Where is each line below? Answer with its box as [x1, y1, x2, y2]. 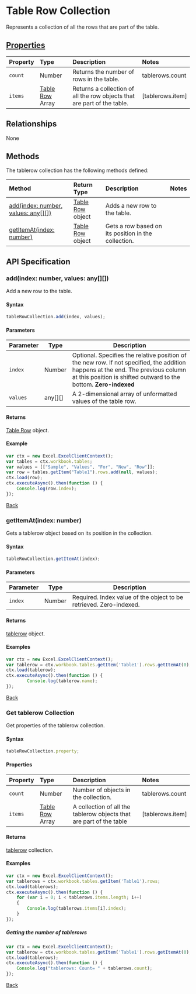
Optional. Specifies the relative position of [72, 351, 187, 359]
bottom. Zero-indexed [72, 380, 135, 388]
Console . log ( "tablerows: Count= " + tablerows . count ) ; [16, 965, 153, 972]
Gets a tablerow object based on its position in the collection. [6, 529, 153, 536]
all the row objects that [72, 92, 135, 100]
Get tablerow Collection [6, 708, 75, 717]
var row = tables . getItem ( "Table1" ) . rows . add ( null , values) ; [6, 469, 158, 475]
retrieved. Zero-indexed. [72, 601, 140, 609]
